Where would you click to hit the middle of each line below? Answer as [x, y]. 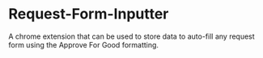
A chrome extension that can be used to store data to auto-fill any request [131, 36]
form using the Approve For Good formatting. [84, 44]
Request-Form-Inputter [89, 14]
